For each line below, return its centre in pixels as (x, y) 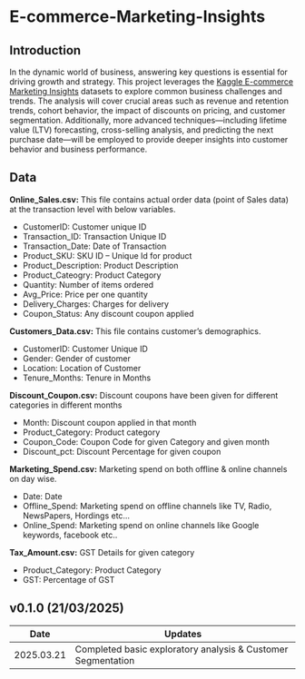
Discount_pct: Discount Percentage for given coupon (122, 451)
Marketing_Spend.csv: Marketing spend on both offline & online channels (148, 468)
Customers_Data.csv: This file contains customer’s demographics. (135, 331)
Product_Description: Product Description (100, 265)
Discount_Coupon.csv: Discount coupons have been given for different (144, 395)
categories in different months (66, 405)
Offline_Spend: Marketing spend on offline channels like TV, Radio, (147, 506)
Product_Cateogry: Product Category (92, 275)
